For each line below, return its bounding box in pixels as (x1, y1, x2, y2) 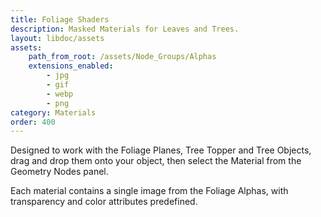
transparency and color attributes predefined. (10, 196, 198, 208)
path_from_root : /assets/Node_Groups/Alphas (28, 52, 217, 62)
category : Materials (10, 107, 97, 118)
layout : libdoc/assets (10, 33, 105, 43)
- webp (46, 89, 74, 99)
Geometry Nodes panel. (10, 166, 109, 178)
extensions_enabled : (28, 61, 114, 71)
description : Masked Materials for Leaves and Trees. (10, 24, 240, 34)
